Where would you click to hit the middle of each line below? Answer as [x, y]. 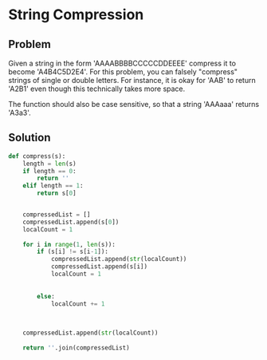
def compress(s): [37, 156]
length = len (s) [50, 164]
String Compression [76, 15]
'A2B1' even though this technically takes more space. [97, 89]
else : [46, 296]
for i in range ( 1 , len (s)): [69, 244]
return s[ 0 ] [57, 193]
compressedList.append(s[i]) [99, 267]
